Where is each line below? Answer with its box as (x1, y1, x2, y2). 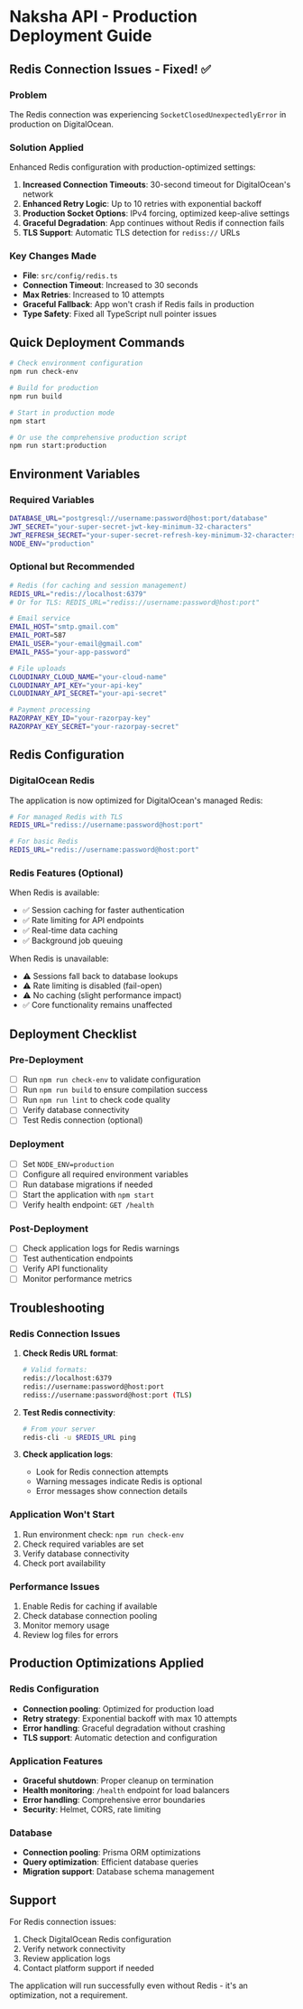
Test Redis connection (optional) (22, 1115, 143, 1126)
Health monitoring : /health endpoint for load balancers (22, 1785, 230, 1796)
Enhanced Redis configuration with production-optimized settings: (9, 162, 256, 173)
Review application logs (22, 1953, 111, 1964)
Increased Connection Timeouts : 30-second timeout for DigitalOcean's (22, 179, 291, 191)
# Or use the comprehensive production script (9, 433, 188, 442)
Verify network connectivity (22, 1944, 126, 1955)
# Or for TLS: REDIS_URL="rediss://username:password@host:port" (9, 598, 260, 607)
